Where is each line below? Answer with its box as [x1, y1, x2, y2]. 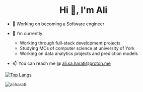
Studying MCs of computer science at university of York [19, 45, 135, 51]
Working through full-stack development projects [19, 40, 121, 46]
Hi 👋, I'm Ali [59, 4, 108, 16]
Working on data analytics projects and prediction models [19, 50, 138, 56]
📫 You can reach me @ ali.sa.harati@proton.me [12, 60, 111, 66]
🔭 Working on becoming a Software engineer [12, 21, 105, 27]
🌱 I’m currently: [12, 30, 44, 36]
